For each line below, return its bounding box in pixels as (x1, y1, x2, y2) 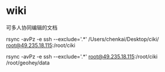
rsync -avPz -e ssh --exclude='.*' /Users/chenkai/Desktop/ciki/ (6, 35, 159, 42)
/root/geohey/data (6, 59, 50, 66)
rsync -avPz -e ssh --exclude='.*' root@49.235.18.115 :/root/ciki (6, 53, 158, 60)
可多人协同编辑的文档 (6, 24, 57, 31)
